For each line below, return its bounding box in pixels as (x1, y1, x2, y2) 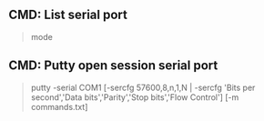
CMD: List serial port (8, 7, 128, 23)
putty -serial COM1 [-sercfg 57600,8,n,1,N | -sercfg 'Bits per (30, 82, 256, 93)
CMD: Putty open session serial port (8, 58, 218, 74)
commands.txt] (30, 101, 88, 112)
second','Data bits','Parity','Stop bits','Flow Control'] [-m (30, 91, 239, 103)
